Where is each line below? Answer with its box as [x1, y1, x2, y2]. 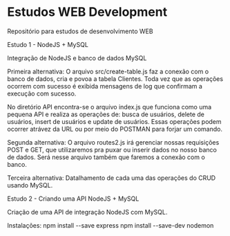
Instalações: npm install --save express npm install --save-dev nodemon [7, 221, 214, 229]
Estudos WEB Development [7, 4, 168, 20]
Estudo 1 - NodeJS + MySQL [7, 40, 88, 48]
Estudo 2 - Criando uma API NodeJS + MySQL [7, 194, 140, 203]
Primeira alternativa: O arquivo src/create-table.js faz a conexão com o [7, 67, 209, 75]
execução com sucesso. [7, 89, 77, 98]
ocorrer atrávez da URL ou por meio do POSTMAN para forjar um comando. [7, 125, 223, 133]
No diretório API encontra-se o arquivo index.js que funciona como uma [7, 102, 212, 111]
